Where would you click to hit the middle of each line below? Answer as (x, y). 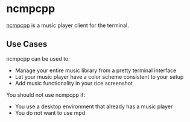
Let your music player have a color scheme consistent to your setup (99, 76)
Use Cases (27, 44)
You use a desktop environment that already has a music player (94, 106)
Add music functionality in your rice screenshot (74, 83)
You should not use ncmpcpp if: (46, 94)
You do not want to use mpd (50, 112)
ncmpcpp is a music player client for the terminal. (68, 25)
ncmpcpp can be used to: (38, 58)
